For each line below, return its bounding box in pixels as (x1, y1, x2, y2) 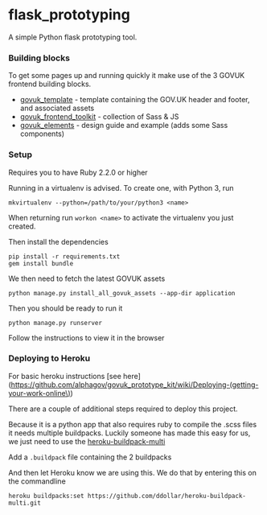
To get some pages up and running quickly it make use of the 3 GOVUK (8, 71, 245, 80)
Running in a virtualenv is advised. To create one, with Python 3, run (8, 183, 234, 192)
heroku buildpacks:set (8, 492, 84, 500)
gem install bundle (8, 259, 74, 267)
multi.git (8, 499, 42, 507)
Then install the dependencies (8, 237, 109, 246)
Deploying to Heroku (8, 352, 91, 364)
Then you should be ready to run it (8, 303, 123, 313)
